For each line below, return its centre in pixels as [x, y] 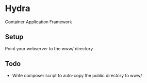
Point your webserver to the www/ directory [49, 48]
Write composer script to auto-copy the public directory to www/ [77, 75]
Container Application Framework [39, 22]
